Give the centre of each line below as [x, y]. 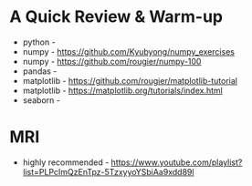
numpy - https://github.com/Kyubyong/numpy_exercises [129, 51]
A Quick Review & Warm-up [116, 17]
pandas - [40, 71]
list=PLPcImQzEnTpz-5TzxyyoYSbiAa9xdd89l [108, 171]
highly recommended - [66, 162]
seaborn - [42, 100]
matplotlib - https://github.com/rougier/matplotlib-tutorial [130, 80]
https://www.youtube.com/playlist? [177, 162]
